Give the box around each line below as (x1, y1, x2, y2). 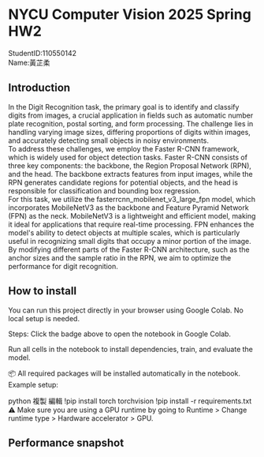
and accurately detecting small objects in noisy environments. (8, 136, 210, 145)
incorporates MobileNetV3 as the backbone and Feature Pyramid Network (8, 203, 250, 212)
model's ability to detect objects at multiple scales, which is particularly (8, 227, 240, 238)
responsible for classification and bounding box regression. (8, 185, 201, 195)
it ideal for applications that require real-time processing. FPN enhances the (8, 219, 255, 229)
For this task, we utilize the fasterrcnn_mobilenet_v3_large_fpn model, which (8, 194, 256, 204)
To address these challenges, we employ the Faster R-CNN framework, (8, 144, 240, 153)
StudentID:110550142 (8, 48, 77, 58)
